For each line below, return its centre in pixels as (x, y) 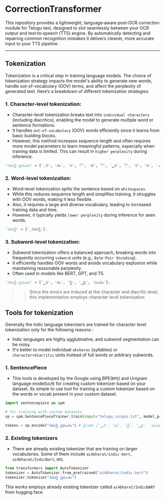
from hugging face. (25, 492)
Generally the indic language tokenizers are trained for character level (76, 325)
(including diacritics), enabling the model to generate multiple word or (83, 120)
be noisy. (21, 344)
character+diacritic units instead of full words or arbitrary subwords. (83, 355)
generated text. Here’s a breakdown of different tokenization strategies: (77, 91)
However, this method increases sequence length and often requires (81, 141)
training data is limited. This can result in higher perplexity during (80, 152)
